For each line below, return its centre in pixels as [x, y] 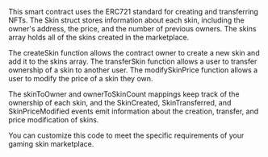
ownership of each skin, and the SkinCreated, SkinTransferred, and [120, 103]
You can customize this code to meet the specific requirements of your [126, 135]
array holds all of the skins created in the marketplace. [99, 37]
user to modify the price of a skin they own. [81, 78]
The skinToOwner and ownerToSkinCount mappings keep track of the [124, 94]
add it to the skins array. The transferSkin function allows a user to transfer [133, 61]
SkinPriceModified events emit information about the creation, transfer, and [134, 111]
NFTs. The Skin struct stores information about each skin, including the [126, 20]
